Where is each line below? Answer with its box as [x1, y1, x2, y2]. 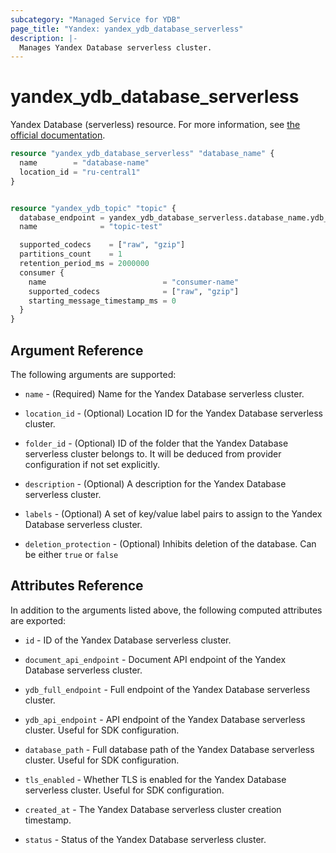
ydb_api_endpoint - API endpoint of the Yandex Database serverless [24, 713, 306, 725]
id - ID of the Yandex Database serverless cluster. [24, 634, 232, 646]
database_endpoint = [19, 212, 105, 223]
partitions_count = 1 [19, 249, 123, 260]
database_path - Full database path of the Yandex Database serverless [24, 743, 315, 755]
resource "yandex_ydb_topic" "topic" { [10, 203, 177, 213]
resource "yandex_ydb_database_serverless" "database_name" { [10, 149, 275, 159]
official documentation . [10, 129, 106, 141]
